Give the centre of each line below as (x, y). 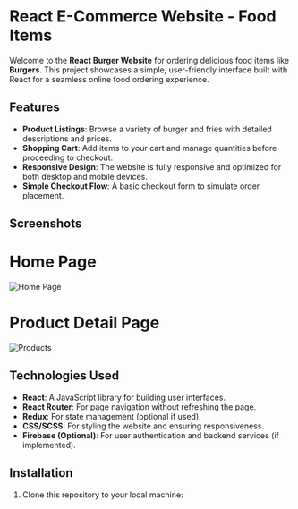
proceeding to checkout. (68, 157)
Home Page (53, 262)
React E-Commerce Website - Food (143, 17)
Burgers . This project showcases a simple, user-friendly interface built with (149, 70)
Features (34, 108)
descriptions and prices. (67, 138)
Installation (41, 473)
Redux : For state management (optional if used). (111, 416)
